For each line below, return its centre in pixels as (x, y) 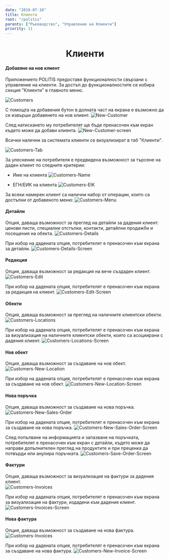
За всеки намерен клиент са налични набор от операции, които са (78, 194)
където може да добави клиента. (41, 130)
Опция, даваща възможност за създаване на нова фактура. (70, 530)
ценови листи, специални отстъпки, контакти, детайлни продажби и (79, 228)
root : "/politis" (24, 19)
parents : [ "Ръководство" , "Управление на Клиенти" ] (61, 24)
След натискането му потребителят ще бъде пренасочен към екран (79, 125)
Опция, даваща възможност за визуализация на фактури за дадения (80, 476)
